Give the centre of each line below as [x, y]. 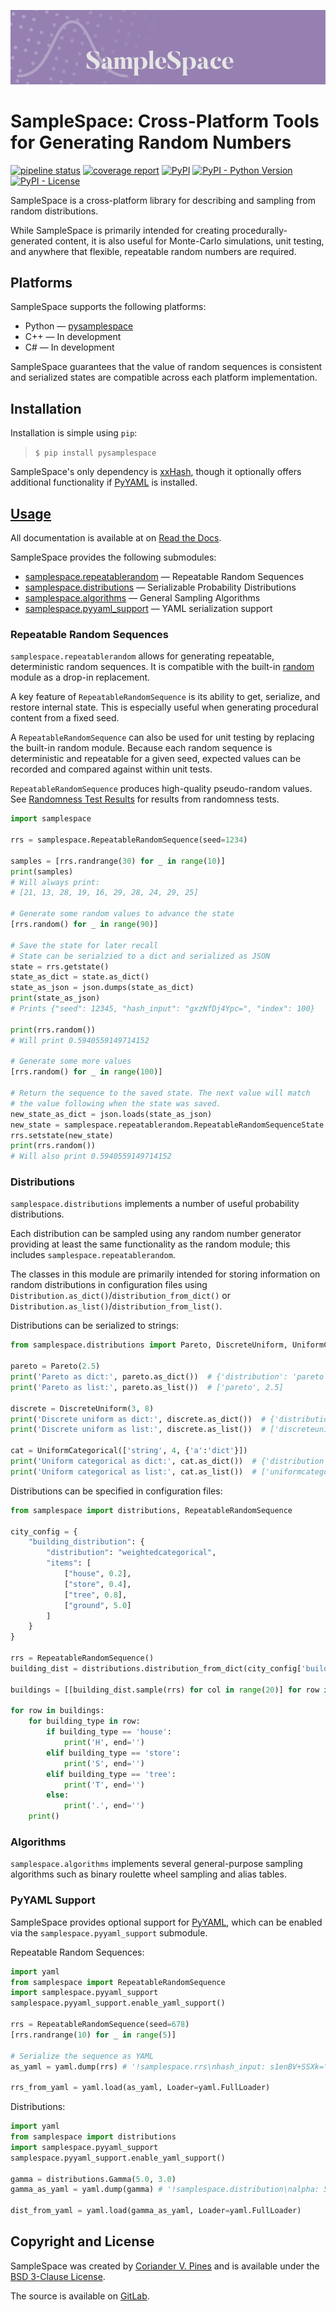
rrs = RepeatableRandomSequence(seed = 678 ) [100, 2025]
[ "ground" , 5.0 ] [97, 1605]
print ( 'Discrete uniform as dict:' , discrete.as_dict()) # [138, 1419]
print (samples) [42, 871]
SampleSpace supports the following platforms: [108, 307]
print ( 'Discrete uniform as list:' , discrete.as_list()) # [138, 1430]
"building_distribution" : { [86, 1542]
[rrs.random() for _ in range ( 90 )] [84, 925]
